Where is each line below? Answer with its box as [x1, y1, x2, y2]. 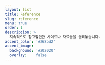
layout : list [5, 7, 32, 12]
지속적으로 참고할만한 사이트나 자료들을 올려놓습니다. [9, 35, 101, 40]
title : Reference [5, 12, 41, 17]
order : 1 [5, 25, 23, 30]
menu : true [5, 21, 27, 26]
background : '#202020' [9, 48, 56, 53]
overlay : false [9, 52, 47, 58]
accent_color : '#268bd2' [5, 39, 56, 44]
